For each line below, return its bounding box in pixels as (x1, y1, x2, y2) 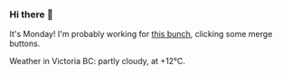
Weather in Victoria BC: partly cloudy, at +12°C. (9, 56, 186, 67)
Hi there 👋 (9, 8, 54, 21)
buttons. (9, 38, 41, 49)
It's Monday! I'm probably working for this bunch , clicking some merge (9, 29, 273, 40)
